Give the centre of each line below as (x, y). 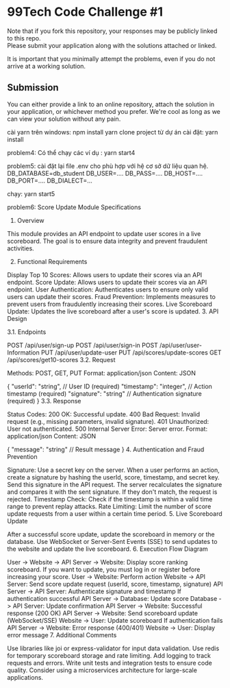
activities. (21, 248)
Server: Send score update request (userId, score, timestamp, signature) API (115, 584)
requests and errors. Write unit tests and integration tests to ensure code (110, 663)
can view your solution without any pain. (64, 119)
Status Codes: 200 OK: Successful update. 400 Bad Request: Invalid (104, 414)
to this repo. (24, 38)
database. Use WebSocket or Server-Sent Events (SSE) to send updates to (112, 541)
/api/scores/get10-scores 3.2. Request (61, 359)
